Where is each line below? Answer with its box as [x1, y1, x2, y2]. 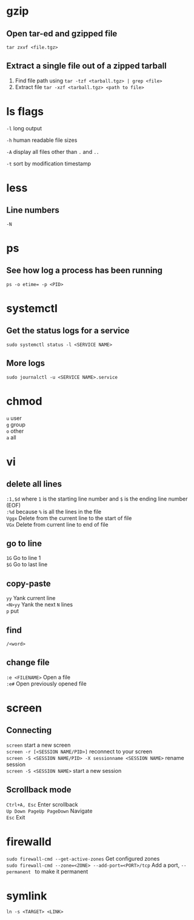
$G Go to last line [6, 561, 48, 568]
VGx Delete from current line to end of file [6, 521, 109, 528]
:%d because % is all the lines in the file [6, 508, 102, 515]
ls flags [6, 105, 44, 118]
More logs [6, 358, 45, 368]
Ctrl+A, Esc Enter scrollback [6, 801, 79, 808]
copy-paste [6, 578, 52, 588]
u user [6, 414, 22, 422]
